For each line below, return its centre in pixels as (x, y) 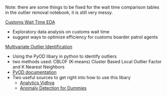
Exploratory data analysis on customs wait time (61, 32)
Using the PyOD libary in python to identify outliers (65, 56)
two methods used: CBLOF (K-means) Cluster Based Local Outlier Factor (87, 61)
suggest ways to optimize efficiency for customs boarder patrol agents (85, 37)
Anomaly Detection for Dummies (53, 88)
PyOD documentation (34, 72)
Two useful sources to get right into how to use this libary (72, 77)
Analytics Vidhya (37, 83)
